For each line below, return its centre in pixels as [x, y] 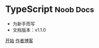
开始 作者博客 [19, 40]
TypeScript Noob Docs [50, 9]
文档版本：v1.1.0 [29, 30]
